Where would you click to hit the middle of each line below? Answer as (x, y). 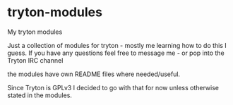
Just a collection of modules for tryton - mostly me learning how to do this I (117, 45)
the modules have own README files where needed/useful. (94, 74)
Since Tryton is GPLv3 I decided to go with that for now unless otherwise (113, 87)
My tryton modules (35, 32)
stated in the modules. (40, 95)
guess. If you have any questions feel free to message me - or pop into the (116, 53)
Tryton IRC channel (35, 60)
